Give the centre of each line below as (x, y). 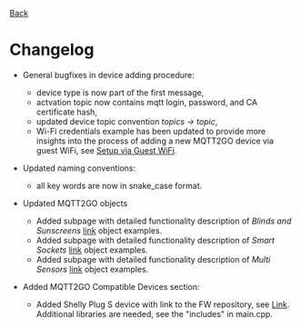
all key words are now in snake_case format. (119, 185)
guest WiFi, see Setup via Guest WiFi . (106, 150)
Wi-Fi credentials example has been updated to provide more (151, 131)
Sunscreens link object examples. (99, 230)
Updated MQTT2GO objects (75, 203)
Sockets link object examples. (92, 250)
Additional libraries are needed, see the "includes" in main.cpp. (154, 313)
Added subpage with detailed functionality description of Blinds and (164, 221)
